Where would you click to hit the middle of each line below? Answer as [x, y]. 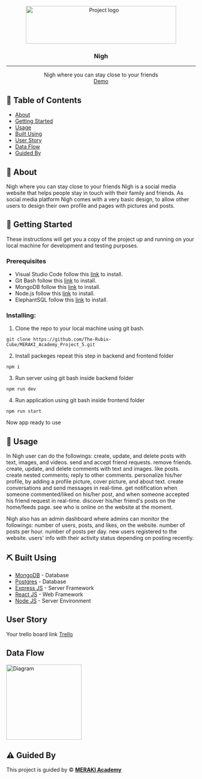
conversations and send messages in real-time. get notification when [92, 488]
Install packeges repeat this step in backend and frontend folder [94, 356]
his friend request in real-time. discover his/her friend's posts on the [91, 501]
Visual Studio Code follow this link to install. [69, 275]
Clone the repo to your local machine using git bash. [80, 329]
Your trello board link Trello [40, 634]
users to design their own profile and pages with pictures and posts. [91, 205]
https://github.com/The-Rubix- [72, 340]
